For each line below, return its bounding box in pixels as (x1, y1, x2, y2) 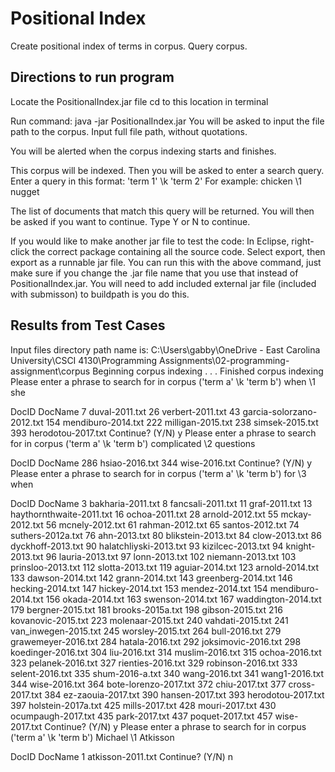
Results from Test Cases (10, 317, 166, 334)
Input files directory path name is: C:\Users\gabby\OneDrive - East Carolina (10, 343, 321, 356)
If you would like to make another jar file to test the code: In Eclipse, (10, 235, 290, 247)
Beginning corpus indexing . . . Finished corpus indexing (92, 365, 324, 377)
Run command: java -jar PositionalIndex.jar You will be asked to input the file (10, 115, 325, 127)
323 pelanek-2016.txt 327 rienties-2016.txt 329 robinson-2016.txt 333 (10, 657, 298, 669)
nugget (10, 185, 40, 197)
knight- (285, 540, 316, 552)
